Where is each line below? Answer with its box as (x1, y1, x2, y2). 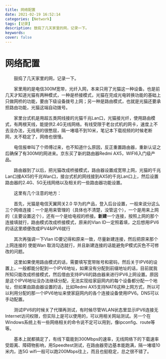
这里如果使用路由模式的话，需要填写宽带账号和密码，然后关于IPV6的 (14, 259, 153, 265)
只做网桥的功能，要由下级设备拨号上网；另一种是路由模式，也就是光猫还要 (5, 98, 157, 104)
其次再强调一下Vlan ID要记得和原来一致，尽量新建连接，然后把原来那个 (14, 236, 158, 242)
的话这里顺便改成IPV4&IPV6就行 (5, 225, 71, 231)
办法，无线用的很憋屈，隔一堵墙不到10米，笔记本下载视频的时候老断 (13, 127, 153, 133)
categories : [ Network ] (5, 16, 52, 21)
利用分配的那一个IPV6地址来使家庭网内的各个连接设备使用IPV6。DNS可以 (9, 290, 159, 296)
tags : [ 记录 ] (5, 21, 31, 26)
